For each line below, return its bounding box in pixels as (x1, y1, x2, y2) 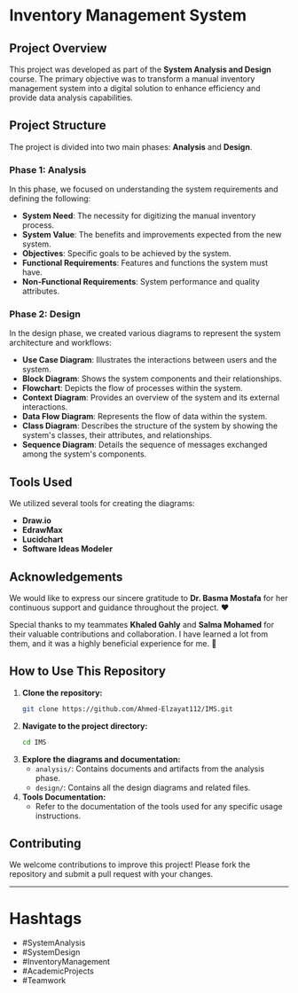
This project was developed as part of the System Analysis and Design (9, 64, 272, 74)
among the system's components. (21, 449, 147, 459)
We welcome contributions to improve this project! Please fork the (9, 859, 251, 870)
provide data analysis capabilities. (9, 92, 133, 103)
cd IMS (21, 738, 47, 747)
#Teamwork (21, 975, 67, 986)
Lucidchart (21, 534, 64, 545)
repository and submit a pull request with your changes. (9, 869, 214, 880)
